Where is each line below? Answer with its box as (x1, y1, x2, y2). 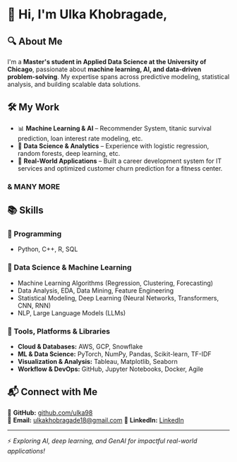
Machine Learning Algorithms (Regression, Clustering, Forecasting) (17, 279, 214, 287)
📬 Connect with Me (7, 386, 97, 398)
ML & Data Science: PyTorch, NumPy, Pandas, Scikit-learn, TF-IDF (17, 350, 212, 358)
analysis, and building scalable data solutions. (7, 80, 141, 88)
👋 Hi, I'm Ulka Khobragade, (7, 6, 168, 23)
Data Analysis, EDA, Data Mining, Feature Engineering (17, 286, 174, 295)
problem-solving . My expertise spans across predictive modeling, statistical (7, 73, 230, 80)
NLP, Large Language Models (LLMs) (17, 308, 126, 317)
